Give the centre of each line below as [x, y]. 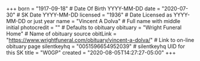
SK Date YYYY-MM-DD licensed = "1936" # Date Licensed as [97, 15]
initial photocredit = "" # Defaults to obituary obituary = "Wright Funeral [94, 27]
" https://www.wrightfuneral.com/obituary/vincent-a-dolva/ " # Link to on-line [100, 40]
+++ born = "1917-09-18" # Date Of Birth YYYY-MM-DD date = [83, 9]
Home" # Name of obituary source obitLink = [61, 34]
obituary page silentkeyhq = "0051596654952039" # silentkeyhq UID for [96, 46]
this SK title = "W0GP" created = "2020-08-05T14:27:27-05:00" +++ [91, 52]
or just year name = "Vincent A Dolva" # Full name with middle [104, 21]
